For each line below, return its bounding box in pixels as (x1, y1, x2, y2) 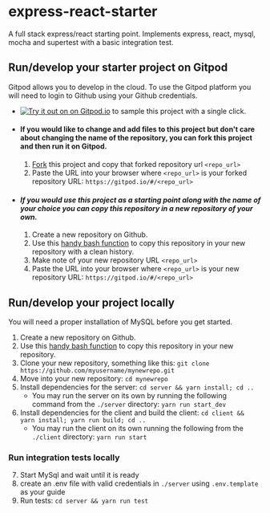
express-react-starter (8, 2, 158, 21)
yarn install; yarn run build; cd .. (19, 416, 147, 424)
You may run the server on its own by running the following (31, 390, 227, 400)
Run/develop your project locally (8, 295, 175, 309)
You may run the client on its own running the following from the (31, 423, 244, 433)
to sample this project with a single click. (111, 106, 247, 116)
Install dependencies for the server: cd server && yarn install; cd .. (19, 382, 255, 392)
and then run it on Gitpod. (19, 141, 107, 151)
